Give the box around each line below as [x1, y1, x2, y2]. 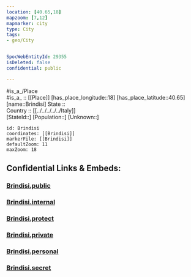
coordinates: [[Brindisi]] [6, 130, 75, 136]
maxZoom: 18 [6, 146, 37, 153]
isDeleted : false [6, 59, 51, 65]
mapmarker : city [6, 20, 48, 26]
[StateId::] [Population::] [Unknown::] [6, 113, 99, 120]
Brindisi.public [6, 181, 51, 190]
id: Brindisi [6, 125, 40, 131]
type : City [6, 26, 34, 32]
